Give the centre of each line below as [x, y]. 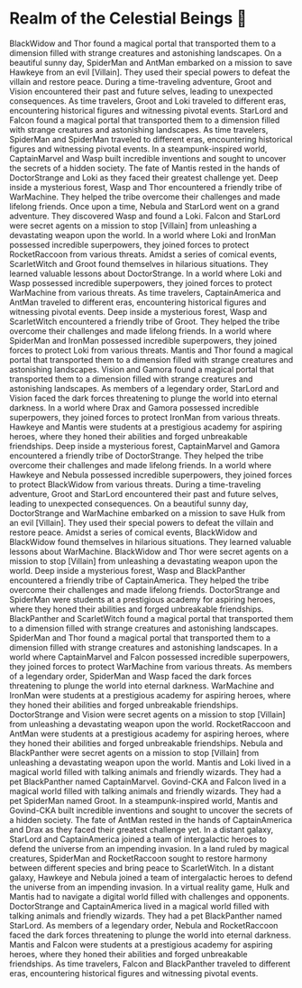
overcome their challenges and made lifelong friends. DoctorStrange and [145, 589]
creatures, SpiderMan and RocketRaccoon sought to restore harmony [138, 858]
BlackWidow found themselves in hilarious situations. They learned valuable [151, 541]
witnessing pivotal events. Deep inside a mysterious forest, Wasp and [138, 311]
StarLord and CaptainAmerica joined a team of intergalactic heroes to [138, 839]
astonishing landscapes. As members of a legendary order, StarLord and [144, 388]
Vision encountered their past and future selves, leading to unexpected [141, 91]
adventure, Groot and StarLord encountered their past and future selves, [144, 494]
